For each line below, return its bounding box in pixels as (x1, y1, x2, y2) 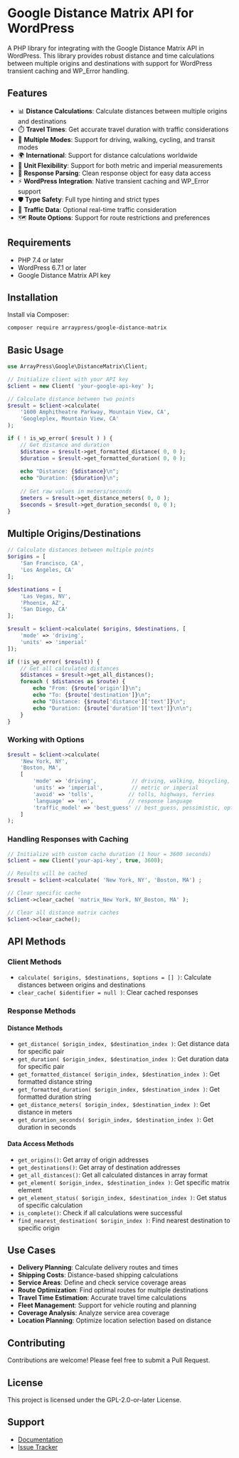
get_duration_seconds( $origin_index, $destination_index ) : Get (17, 1115, 214, 1124)
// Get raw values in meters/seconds (20, 488, 132, 496)
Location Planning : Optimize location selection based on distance (17, 1316, 212, 1325)
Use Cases (7, 1245, 56, 1256)
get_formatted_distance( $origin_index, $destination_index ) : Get (17, 1070, 221, 1079)
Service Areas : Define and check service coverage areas (17, 1278, 186, 1287)
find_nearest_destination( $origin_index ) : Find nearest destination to (17, 1216, 230, 1225)
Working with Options (7, 735, 85, 745)
